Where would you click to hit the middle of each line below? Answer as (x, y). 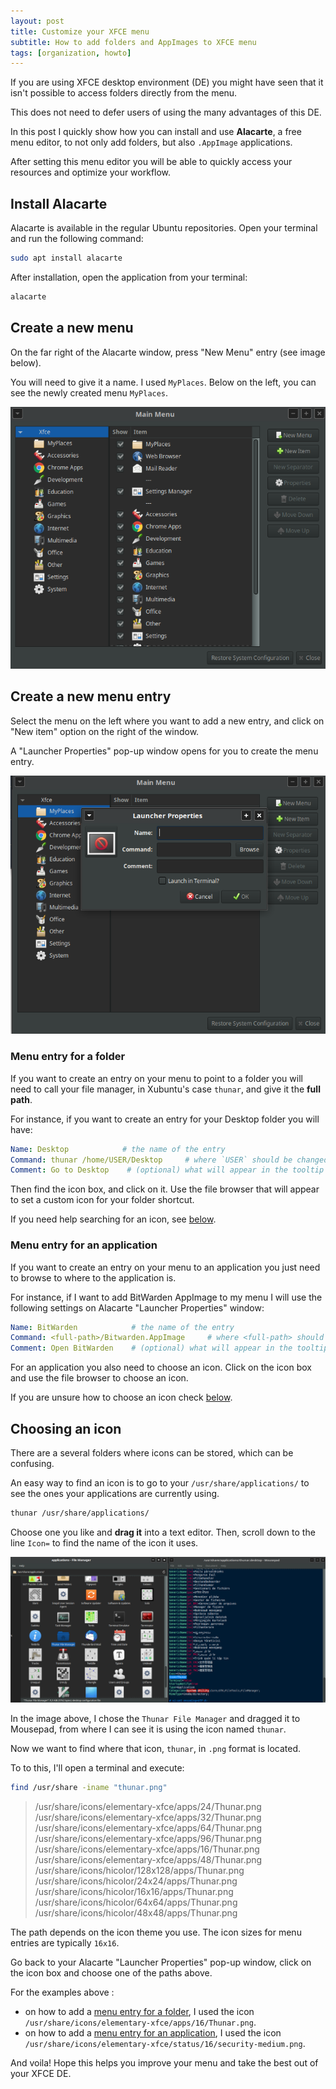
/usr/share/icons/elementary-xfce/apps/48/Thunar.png (148, 1860)
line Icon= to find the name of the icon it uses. (104, 1542)
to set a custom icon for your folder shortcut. (102, 1200)
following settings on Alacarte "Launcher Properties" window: (137, 1307)
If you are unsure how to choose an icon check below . (121, 1397)
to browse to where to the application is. (93, 1277)
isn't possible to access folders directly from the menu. (124, 93)
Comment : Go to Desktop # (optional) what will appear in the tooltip (167, 1170)
